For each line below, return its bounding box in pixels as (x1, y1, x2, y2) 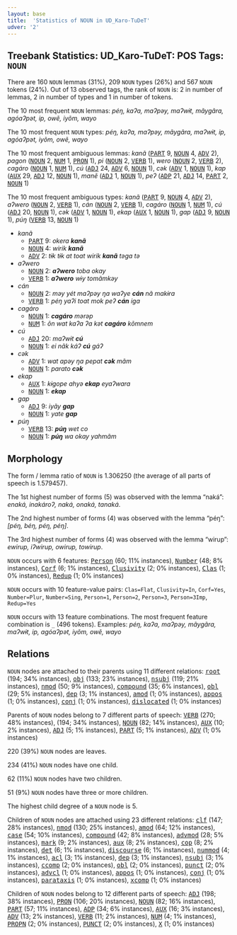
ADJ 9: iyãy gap (28, 402, 75, 411)
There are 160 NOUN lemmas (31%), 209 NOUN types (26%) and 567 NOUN (7, 78, 213, 86)
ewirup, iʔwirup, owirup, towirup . (7, 543, 103, 551)
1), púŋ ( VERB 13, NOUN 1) (7, 215, 79, 224)
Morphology (7, 452, 63, 464)
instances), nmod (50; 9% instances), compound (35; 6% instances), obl (7, 682, 219, 690)
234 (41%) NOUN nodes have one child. (7, 760, 118, 769)
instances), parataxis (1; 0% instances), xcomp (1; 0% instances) (7, 876, 202, 884)
